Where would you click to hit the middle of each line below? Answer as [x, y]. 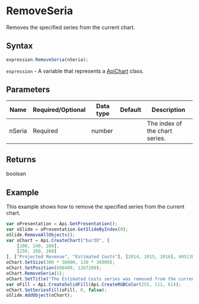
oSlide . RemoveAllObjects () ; [41, 235]
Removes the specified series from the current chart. [70, 27]
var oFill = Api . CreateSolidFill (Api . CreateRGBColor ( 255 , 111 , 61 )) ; [94, 284]
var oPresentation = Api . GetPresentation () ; [62, 224]
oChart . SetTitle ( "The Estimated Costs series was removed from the [91, 279]
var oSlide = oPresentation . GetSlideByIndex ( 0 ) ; [67, 229]
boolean [16, 174]
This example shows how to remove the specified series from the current [95, 207]
